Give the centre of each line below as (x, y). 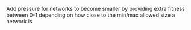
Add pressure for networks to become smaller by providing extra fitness (95, 9)
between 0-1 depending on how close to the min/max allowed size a (91, 15)
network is (19, 21)
